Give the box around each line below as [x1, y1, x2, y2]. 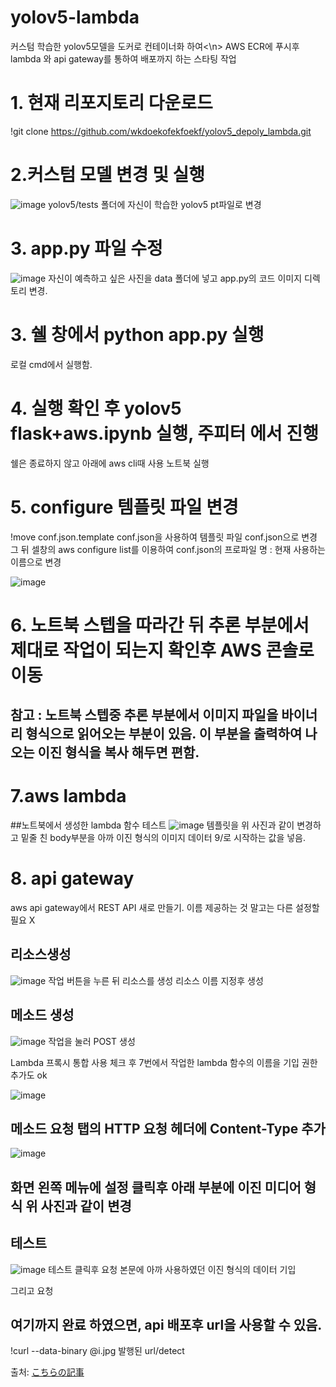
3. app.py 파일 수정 [10, 237, 163, 260]
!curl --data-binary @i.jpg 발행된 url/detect [10, 1345, 185, 1357]
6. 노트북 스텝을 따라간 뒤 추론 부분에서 [10, 614, 310, 636]
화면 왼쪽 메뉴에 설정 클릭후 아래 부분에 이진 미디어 [10, 1179, 302, 1196]
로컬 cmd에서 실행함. [10, 358, 93, 370]
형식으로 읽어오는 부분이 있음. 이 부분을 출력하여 [25, 726, 303, 743]
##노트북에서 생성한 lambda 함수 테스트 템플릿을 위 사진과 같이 [10, 819, 295, 831]
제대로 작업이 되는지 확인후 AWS [10, 639, 262, 661]
